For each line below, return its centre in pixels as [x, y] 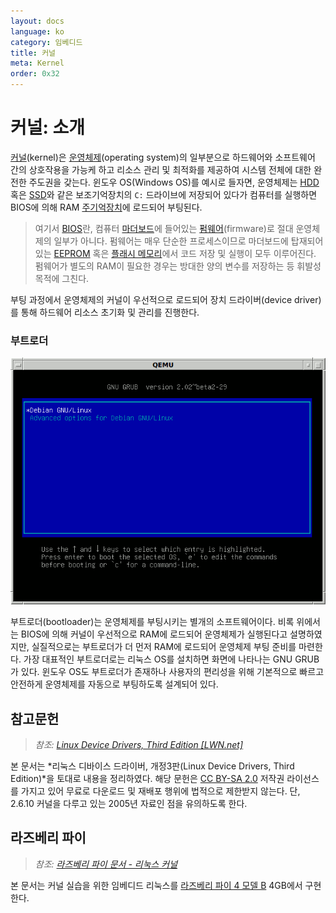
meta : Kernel [37, 63]
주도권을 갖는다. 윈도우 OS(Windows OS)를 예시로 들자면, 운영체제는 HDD [174, 182]
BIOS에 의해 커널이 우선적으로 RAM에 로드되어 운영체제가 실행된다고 [154, 634]
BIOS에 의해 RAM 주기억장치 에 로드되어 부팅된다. [106, 207]
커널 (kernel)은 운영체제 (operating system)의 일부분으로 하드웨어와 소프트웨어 [163, 157]
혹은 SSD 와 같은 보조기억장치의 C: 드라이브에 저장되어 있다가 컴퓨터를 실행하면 [164, 194]
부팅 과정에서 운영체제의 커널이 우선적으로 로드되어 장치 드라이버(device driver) [166, 299]
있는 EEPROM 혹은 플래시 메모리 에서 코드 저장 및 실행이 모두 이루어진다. [175, 253]
